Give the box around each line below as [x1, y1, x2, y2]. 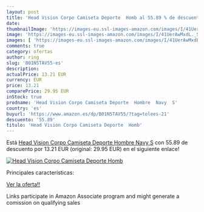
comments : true [6, 43, 45, 49]
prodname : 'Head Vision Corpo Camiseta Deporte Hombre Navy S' [6, 99, 178, 105]
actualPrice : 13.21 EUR [6, 71, 67, 77]
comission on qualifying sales [6, 199, 81, 207]
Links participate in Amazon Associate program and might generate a [6, 193, 180, 200]
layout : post [6, 9, 39, 15]
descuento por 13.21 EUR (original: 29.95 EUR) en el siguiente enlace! [6, 146, 180, 153]
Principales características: [6, 169, 75, 177]
